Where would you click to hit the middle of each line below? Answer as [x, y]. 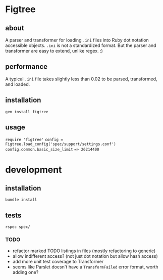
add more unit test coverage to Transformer [58, 261]
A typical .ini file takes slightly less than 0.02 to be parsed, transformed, [81, 79]
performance [26, 67]
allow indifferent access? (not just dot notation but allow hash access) [85, 256]
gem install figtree [27, 112]
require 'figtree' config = [34, 140]
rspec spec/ [18, 227]
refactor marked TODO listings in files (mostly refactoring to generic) [84, 251]
